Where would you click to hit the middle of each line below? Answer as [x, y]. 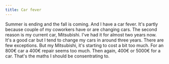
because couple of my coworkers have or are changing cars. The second [81, 29]
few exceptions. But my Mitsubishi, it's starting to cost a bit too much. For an [84, 45]
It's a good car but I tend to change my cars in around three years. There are [84, 40]
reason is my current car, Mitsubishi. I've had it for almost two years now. [81, 34]
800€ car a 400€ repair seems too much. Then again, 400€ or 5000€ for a [83, 50]
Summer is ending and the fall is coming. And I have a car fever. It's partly [82, 24]
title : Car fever [23, 10]
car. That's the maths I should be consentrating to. [57, 56]
